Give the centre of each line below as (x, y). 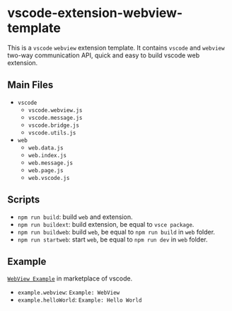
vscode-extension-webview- (95, 13)
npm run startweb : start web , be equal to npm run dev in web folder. (112, 239)
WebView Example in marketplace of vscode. (70, 278)
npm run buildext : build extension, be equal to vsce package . (106, 224)
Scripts (24, 200)
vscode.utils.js (52, 132)
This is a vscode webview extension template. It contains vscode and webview (116, 47)
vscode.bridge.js (54, 125)
